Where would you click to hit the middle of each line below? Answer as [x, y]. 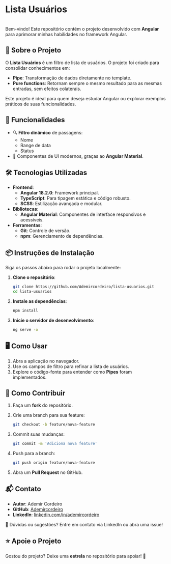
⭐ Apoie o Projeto [33, 541]
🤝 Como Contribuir [35, 393]
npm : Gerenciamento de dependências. [62, 236]
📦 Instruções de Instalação [50, 253]
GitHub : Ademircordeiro [38, 509]
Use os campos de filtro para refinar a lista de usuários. [71, 366]
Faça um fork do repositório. [42, 405]
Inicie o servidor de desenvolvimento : [53, 320]
